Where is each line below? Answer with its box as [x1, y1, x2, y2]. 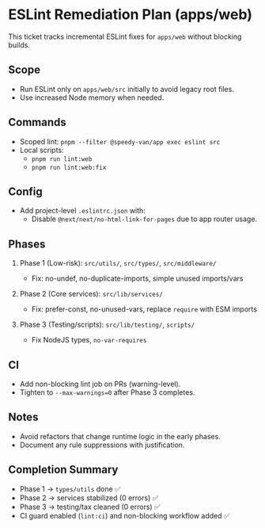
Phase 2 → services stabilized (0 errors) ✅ [19, 493, 159, 503]
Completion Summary [8, 463, 119, 476]
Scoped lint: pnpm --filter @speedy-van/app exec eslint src [19, 136, 221, 146]
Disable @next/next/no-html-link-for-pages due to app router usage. [31, 214, 258, 224]
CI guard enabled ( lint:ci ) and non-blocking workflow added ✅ [19, 511, 230, 520]
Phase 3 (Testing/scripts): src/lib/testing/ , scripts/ [19, 319, 195, 330]
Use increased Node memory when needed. [19, 93, 165, 102]
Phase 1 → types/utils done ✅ [19, 484, 121, 493]
